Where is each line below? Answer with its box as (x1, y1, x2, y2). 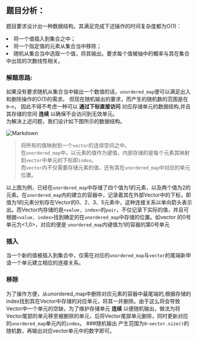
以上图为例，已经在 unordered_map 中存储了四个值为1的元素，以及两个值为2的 (6, 184, 191, 191)
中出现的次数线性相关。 (6, 57, 63, 64)
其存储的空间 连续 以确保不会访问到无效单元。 (6, 110, 118, 117)
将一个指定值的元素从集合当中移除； (14, 42, 102, 49)
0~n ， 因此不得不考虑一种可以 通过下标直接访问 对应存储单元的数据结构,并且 (6, 103, 191, 110)
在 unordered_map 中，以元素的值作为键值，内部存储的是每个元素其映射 (20, 149, 190, 156)
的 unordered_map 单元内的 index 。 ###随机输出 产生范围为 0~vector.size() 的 (6, 319, 189, 327)
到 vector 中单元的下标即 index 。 (20, 156, 97, 164)
